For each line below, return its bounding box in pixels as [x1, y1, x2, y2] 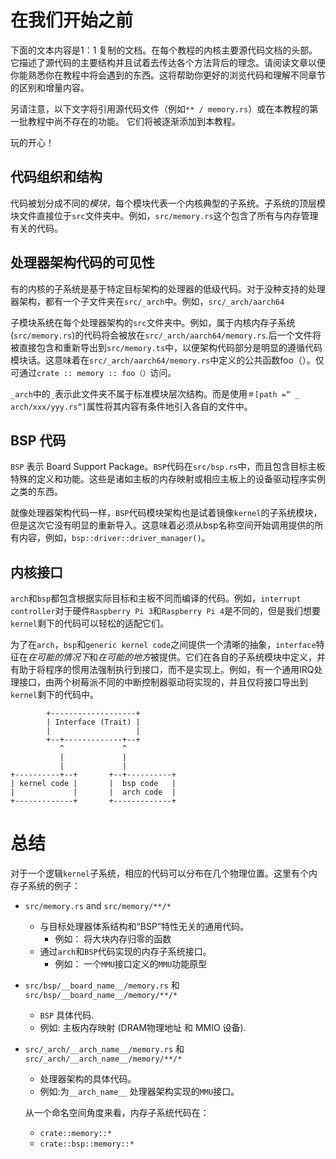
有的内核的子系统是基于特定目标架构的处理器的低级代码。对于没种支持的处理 [10, 282, 326, 295]
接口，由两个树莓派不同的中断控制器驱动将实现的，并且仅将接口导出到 [18, 676, 308, 688]
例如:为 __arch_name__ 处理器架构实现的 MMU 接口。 [39, 1086, 240, 1098]
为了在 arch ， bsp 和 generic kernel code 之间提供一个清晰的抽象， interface [10, 639, 317, 651]
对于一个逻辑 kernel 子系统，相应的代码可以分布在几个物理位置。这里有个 [10, 867, 309, 880]
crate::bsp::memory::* [39, 1139, 135, 1150]
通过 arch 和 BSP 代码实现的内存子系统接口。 [39, 946, 212, 958]
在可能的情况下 [28, 651, 90, 663]
